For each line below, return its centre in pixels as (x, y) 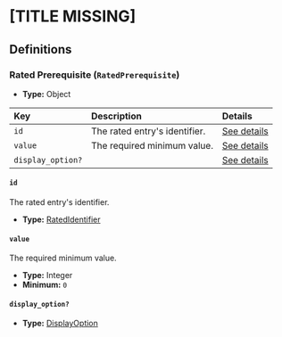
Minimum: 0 (45, 285)
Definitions (41, 49)
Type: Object (46, 94)
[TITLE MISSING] (73, 16)
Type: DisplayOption (60, 324)
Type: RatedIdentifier (61, 219)
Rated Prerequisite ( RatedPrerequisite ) (95, 75)
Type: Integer (47, 275)
